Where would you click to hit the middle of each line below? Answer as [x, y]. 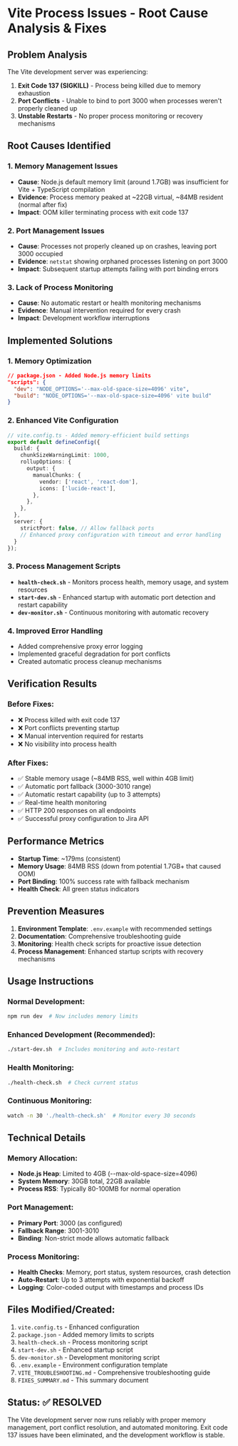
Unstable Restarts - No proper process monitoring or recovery [110, 116]
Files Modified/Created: [61, 1310]
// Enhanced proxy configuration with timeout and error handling [121, 535]
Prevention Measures [56, 911]
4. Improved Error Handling [55, 631]
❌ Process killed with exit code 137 [69, 719]
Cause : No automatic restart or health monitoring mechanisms [109, 303]
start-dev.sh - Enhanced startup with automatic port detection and [117, 597]
